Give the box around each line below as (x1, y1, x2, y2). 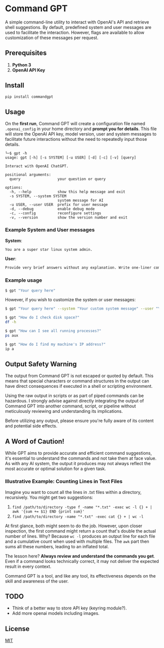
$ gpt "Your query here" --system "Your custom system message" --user (5, 306, 154, 311)
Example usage (5, 277, 42, 284)
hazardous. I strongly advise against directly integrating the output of (5, 398, 144, 404)
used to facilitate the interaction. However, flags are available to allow (5, 29, 145, 35)
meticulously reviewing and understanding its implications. (5, 408, 123, 414)
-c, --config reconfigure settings (9, 211, 102, 216)
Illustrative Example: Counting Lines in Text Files (5, 478, 123, 485)
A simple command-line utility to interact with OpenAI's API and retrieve (5, 19, 149, 25)
